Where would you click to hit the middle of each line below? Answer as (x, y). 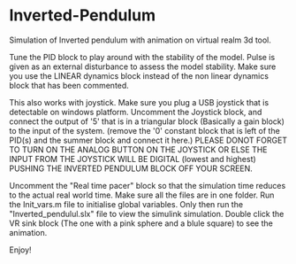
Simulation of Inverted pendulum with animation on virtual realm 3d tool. (140, 40)
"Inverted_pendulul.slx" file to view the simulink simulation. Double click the (147, 214)
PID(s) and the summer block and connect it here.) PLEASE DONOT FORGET (148, 140)
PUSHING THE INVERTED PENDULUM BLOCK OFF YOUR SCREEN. (131, 168)
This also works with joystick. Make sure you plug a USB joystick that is (139, 102)
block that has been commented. (69, 85)
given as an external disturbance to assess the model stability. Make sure (143, 66)
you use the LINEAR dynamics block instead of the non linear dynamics (139, 75)
